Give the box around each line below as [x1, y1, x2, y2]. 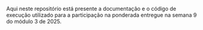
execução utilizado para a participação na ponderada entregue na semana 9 [6, 11, 197, 19]
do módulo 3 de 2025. [6, 18, 62, 25]
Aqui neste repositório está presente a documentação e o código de [6, 5, 177, 12]
